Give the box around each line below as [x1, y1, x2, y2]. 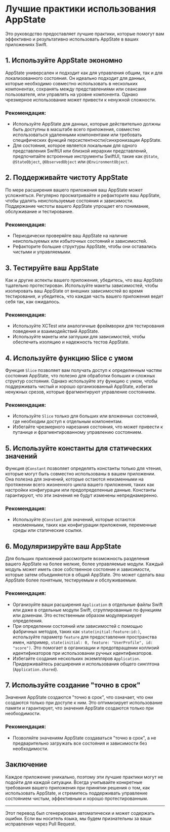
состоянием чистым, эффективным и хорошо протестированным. [5, 795, 148, 802]
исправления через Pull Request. [5, 821, 76, 827]
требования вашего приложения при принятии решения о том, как [5, 784, 150, 790]
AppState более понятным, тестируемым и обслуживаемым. [5, 577, 137, 583]
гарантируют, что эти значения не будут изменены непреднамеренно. [5, 492, 158, 498]
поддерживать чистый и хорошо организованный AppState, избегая [5, 383, 153, 390]
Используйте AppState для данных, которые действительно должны [12, 121, 161, 127]
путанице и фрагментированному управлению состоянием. [12, 429, 143, 435]
